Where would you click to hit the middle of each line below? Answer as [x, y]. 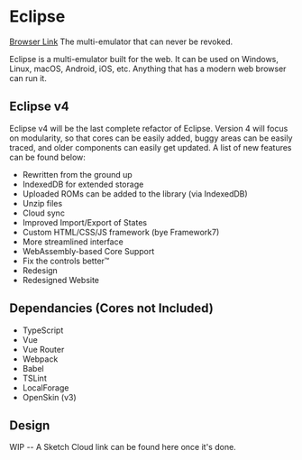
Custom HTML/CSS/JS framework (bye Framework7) [121, 232]
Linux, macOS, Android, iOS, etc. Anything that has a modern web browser [148, 69]
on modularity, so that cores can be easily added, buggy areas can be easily [151, 138]
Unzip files [42, 203]
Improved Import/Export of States [84, 222]
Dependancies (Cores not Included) [111, 308]
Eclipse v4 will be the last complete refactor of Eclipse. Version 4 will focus [149, 128]
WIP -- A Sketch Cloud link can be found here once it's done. [123, 447]
